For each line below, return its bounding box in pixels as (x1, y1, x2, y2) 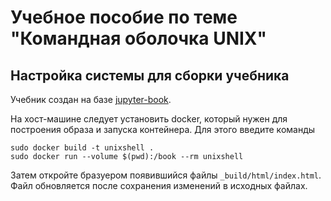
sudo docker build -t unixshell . (10, 143, 155, 153)
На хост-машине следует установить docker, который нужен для (10, 113, 288, 125)
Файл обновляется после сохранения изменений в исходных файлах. (10, 180, 308, 191)
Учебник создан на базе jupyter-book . (10, 94, 172, 105)
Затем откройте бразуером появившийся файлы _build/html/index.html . (10, 169, 322, 181)
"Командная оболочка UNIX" (10, 27, 267, 50)
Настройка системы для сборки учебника (10, 67, 290, 84)
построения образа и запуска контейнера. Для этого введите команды (10, 124, 316, 135)
